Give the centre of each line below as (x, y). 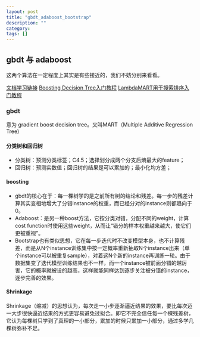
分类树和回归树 (24, 146)
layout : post (22, 12)
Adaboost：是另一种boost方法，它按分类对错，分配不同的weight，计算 (102, 218)
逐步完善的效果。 (36, 277)
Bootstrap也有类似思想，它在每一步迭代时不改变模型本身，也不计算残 (100, 240)
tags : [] (17, 34)
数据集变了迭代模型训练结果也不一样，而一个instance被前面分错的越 (98, 262)
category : (18, 28)
